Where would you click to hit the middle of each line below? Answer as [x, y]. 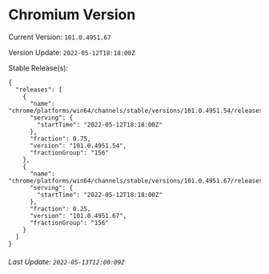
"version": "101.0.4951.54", [78, 146]
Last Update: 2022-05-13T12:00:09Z [67, 261]
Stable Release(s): [38, 68]
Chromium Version [72, 15]
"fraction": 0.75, [60, 139]
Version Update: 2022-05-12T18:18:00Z [72, 52]
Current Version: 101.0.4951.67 [60, 37]
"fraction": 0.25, [60, 209]
